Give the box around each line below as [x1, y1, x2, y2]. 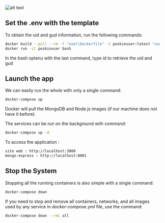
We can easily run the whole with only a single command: [5, 88, 122, 94]
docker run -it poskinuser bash [5, 46, 71, 51]
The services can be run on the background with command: [5, 121, 126, 127]
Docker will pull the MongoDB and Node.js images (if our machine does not [5, 106, 157, 112]
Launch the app [5, 74, 54, 83]
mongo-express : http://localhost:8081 [5, 153, 87, 158]
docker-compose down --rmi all [5, 213, 69, 218]
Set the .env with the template [5, 19, 99, 27]
